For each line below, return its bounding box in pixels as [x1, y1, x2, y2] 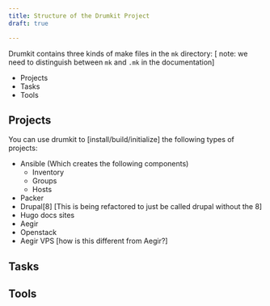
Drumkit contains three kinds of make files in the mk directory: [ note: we [8, 48, 248, 58]
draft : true [8, 19, 49, 27]
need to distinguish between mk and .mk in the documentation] [8, 57, 215, 67]
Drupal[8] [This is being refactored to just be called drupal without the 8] [19, 202, 263, 212]
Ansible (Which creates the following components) [19, 159, 189, 169]
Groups [32, 176, 57, 186]
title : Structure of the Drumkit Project [8, 11, 150, 20]
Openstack [19, 228, 57, 237]
